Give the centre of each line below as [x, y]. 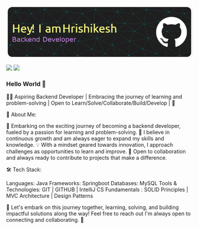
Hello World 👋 [26, 84]
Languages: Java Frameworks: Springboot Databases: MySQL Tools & [92, 183]
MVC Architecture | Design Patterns [50, 196]
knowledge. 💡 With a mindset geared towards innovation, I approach [90, 145]
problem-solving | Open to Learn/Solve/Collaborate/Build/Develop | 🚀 [91, 103]
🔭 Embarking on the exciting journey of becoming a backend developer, [94, 126]
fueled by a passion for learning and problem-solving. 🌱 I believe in [88, 133]
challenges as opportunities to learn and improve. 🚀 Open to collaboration [96, 151]
